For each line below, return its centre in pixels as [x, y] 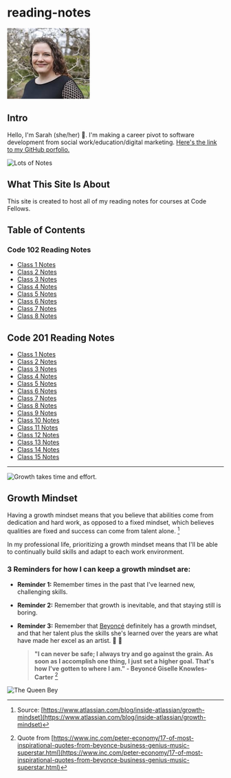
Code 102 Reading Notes [49, 250]
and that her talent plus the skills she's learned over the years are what [117, 633]
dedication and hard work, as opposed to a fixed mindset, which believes [111, 522]
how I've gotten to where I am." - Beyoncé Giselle [106, 668]
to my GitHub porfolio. [38, 149]
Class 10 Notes [38, 420]
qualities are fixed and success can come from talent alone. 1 [93, 530]
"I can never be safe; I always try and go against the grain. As [123, 654]
